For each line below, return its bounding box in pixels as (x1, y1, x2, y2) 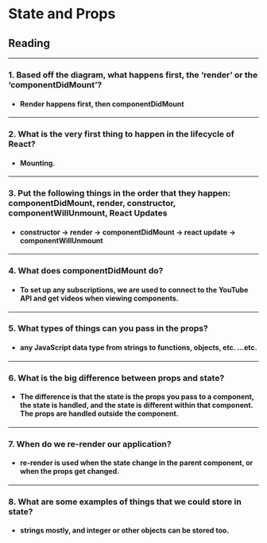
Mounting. (19, 158, 56, 168)
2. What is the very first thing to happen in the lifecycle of (8, 129, 234, 140)
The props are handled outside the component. (19, 409, 179, 418)
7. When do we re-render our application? (8, 438, 172, 449)
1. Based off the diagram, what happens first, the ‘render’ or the (8, 69, 258, 80)
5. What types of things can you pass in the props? (8, 323, 208, 334)
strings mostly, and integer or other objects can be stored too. (19, 526, 230, 535)
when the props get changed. (19, 467, 120, 476)
